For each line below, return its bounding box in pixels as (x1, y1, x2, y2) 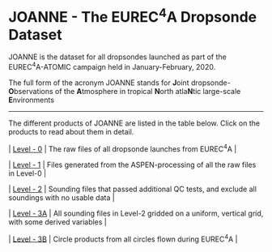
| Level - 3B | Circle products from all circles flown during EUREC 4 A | (8, 233, 238, 244)
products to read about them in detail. (8, 126, 134, 136)
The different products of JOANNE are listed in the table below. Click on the (8, 118, 261, 128)
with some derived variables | (8, 216, 108, 227)
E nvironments (8, 95, 55, 105)
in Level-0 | (8, 168, 47, 178)
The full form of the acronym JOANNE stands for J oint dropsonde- (8, 78, 231, 88)
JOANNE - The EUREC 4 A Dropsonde (8, 5, 257, 27)
